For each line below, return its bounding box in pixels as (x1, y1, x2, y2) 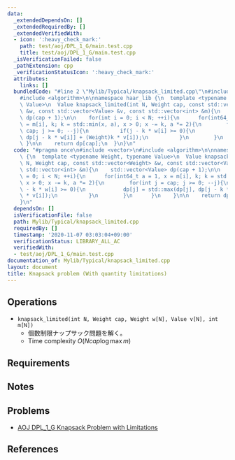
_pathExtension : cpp (13, 62, 73, 69)
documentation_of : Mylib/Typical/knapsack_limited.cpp (7, 257, 171, 264)
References (7, 443, 59, 455)
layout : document (7, 264, 58, 271)
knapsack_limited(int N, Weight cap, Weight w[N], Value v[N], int (17, 316, 218, 323)
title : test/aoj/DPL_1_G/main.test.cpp (20, 50, 136, 57)
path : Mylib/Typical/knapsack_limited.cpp (13, 218, 139, 225)
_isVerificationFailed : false (13, 56, 101, 63)
